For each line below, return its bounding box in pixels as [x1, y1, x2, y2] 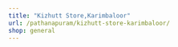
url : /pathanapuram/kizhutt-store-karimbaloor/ [8, 19, 171, 27]
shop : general [8, 26, 56, 34]
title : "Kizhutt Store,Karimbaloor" [8, 11, 131, 20]
